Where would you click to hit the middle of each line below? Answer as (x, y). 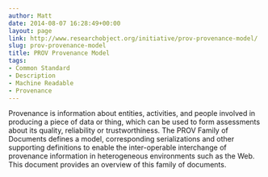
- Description (32, 76)
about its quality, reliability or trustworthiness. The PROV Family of (118, 130)
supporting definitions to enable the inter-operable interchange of (118, 148)
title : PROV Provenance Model (59, 53)
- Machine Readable (41, 83)
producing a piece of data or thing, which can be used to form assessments (134, 122)
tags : (17, 61)
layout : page (30, 31)
